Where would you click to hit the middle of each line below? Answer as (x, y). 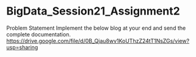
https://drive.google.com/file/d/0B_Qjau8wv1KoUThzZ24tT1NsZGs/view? (98, 41)
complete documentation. (39, 34)
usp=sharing (22, 47)
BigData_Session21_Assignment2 (93, 11)
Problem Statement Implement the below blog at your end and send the (96, 28)
